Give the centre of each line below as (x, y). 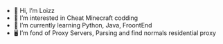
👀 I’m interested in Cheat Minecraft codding (76, 18)
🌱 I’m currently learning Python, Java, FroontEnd (83, 25)
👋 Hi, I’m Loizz (34, 11)
